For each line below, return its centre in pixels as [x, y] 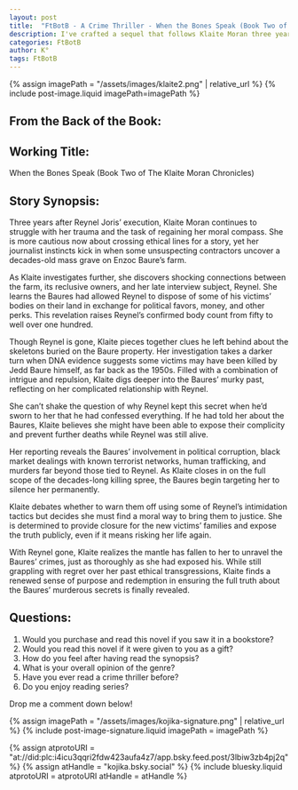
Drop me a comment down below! [71, 704]
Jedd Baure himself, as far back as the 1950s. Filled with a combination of [144, 371]
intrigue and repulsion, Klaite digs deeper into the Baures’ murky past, [137, 379]
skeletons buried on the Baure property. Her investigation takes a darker [141, 351]
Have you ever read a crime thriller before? [100, 677]
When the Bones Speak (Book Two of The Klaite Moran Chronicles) [132, 173]
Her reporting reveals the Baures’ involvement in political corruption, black [145, 452]
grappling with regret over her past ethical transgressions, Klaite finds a [140, 571]
